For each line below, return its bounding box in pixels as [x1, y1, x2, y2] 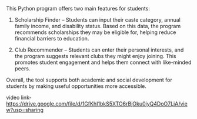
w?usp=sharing [6, 107, 44, 113]
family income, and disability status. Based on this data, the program [14, 23, 181, 29]
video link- [6, 94, 32, 101]
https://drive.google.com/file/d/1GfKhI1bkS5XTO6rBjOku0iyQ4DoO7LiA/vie [6, 100, 188, 107]
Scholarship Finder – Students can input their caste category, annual [14, 16, 181, 23]
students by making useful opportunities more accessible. [6, 83, 147, 90]
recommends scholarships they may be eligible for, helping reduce [14, 29, 176, 36]
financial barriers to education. [14, 35, 89, 42]
